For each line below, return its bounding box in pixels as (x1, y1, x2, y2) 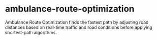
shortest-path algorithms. (5, 29, 57, 35)
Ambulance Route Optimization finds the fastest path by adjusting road (5, 19, 149, 25)
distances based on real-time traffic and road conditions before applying (5, 24, 153, 30)
